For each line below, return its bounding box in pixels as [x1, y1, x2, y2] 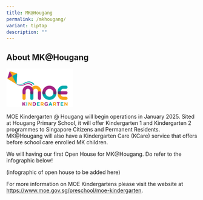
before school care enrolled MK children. [6, 138, 108, 145]
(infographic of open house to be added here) [6, 168, 121, 176]
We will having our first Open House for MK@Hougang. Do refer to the [6, 150, 182, 158]
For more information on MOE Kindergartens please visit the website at [6, 180, 184, 187]
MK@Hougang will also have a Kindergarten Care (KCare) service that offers [6, 132, 198, 139]
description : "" [6, 29, 47, 35]
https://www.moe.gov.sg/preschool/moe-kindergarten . [6, 187, 144, 194]
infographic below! [6, 156, 53, 164]
